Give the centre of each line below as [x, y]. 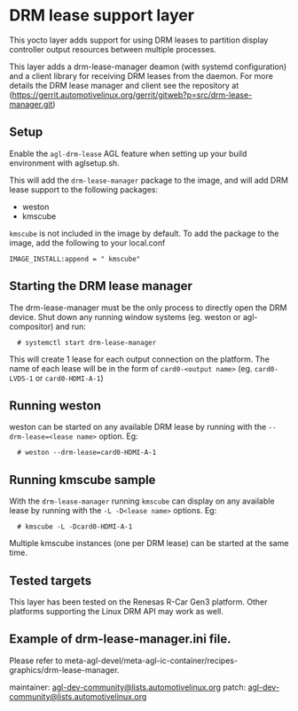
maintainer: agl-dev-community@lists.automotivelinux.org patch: [128, 687]
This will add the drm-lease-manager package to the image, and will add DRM [149, 180]
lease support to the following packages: [84, 189]
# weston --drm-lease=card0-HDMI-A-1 [87, 453]
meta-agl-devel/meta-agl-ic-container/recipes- [151, 660]
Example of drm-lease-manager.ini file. [121, 639]
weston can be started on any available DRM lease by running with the [138, 427]
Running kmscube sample [82, 480]
